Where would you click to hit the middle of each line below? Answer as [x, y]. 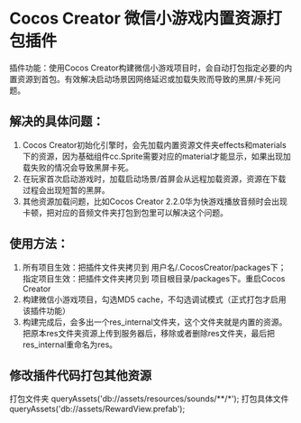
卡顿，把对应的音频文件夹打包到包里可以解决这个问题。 [125, 212]
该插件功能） [46, 310]
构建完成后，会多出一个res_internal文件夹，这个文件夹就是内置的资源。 [155, 322]
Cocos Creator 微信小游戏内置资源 [138, 18]
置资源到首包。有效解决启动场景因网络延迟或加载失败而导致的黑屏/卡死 [141, 78]
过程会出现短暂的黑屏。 [66, 189]
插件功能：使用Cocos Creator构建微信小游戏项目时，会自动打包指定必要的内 [151, 68]
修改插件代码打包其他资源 [80, 375]
